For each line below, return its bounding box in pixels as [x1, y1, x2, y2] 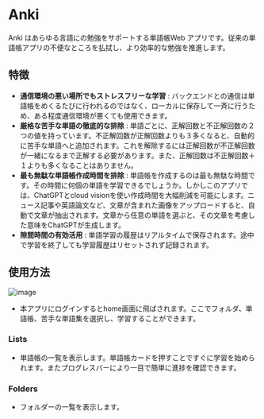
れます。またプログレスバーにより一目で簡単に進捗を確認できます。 [19, 363, 241, 372]
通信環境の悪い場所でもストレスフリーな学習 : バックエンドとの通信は [19, 91, 248, 100]
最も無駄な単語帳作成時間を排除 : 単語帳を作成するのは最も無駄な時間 [19, 170, 248, 180]
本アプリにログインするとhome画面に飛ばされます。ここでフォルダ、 [19, 304, 246, 313]
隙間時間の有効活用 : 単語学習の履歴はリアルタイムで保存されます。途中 [19, 230, 254, 239]
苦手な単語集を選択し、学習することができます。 [40, 313, 201, 323]
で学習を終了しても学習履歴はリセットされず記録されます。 [19, 240, 214, 250]
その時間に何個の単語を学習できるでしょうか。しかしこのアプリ [33, 180, 242, 190]
